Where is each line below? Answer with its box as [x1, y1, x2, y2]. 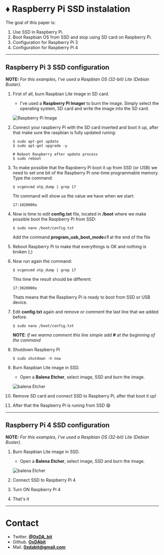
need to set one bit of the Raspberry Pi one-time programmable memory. [12, 170, 159, 176]
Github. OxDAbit [12, 539, 46, 545]
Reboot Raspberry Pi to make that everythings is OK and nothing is [12, 243, 146, 249]
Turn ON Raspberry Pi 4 [12, 486, 61, 492]
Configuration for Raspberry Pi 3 [12, 39, 78, 45]
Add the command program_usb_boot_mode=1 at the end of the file [12, 234, 150, 240]
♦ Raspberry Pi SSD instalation [5, 3, 130, 15]
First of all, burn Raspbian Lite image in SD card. [12, 91, 109, 97]
